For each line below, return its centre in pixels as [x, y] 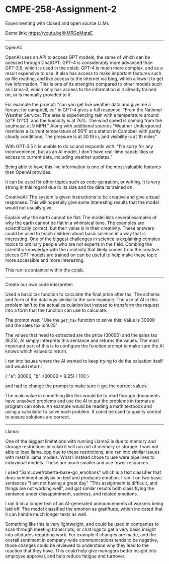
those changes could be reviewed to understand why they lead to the [77, 545]
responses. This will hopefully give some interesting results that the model [82, 202]
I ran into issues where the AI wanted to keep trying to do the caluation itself [84, 361]
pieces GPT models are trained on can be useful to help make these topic [81, 255]
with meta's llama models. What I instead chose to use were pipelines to [80, 457]
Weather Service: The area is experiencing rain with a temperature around [82, 115]
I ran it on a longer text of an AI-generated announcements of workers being [84, 503]
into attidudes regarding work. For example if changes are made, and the [81, 534]
